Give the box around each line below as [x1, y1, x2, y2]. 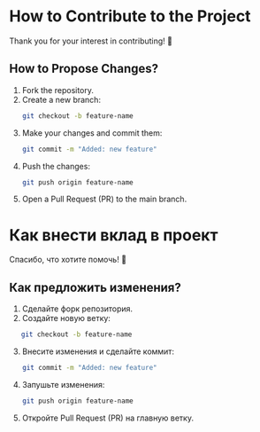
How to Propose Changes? [9, 61, 159, 76]
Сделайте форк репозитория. [21, 303, 134, 314]
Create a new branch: [21, 94, 102, 105]
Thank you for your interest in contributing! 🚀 [9, 35, 172, 46]
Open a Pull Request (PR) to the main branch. [21, 193, 187, 205]
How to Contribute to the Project [9, 6, 251, 27]
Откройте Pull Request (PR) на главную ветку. [21, 412, 195, 423]
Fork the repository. [21, 84, 95, 95]
